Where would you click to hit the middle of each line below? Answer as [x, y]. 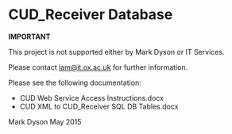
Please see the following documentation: [75, 82]
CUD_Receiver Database [91, 15]
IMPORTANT [29, 36]
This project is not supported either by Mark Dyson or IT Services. [116, 52]
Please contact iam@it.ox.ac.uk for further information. [98, 67]
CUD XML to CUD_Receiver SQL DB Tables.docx [99, 106]
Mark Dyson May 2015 [45, 121]
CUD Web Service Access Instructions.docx [92, 98]
